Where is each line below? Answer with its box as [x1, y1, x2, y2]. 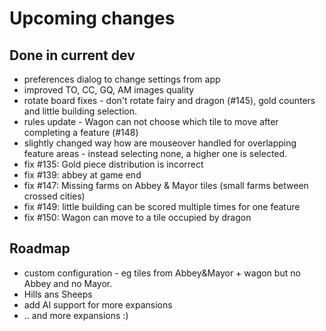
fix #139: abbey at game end [23, 169, 142, 181]
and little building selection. [23, 105, 138, 117]
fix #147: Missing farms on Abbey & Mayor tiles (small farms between [23, 180, 309, 191]
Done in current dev [9, 47, 136, 64]
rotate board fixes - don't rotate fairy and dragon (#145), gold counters [23, 95, 316, 106]
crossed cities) [23, 190, 86, 202]
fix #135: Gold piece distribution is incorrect [23, 158, 204, 170]
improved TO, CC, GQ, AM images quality [23, 84, 195, 96]
